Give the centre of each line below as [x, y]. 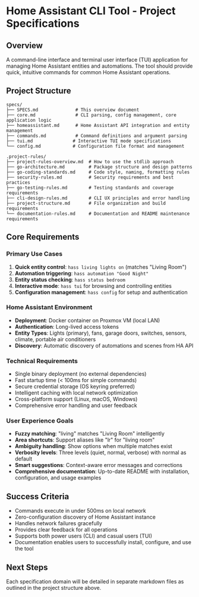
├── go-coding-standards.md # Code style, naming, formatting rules [98, 172]
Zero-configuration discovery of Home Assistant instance [85, 517]
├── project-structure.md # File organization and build [86, 203]
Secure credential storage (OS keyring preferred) [75, 386]
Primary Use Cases [34, 254]
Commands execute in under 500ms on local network [80, 511]
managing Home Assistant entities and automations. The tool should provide [99, 66]
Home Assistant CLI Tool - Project [91, 11]
